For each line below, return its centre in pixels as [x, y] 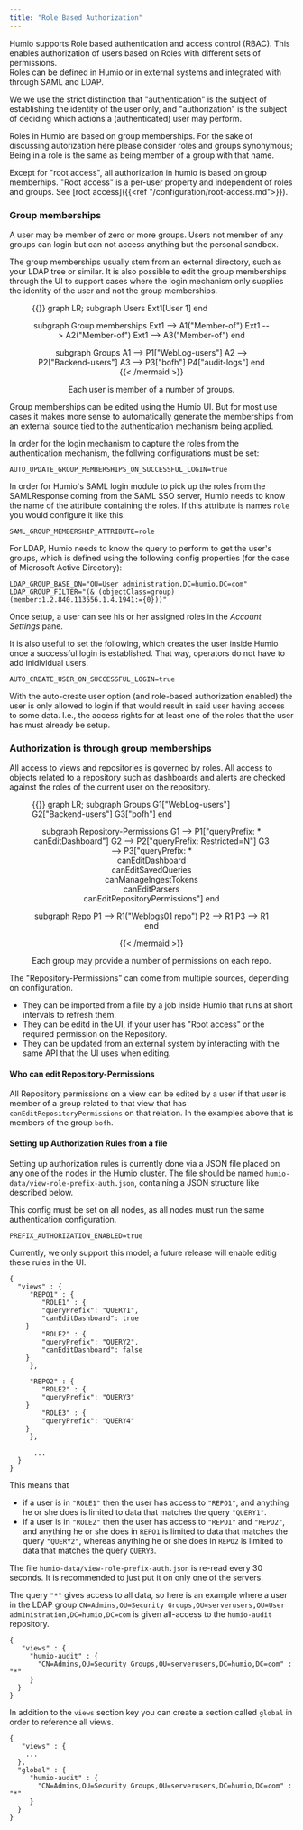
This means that [39, 1484]
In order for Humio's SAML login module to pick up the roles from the [138, 486]
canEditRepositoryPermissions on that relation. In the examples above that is [151, 1113]
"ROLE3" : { [64, 1413]
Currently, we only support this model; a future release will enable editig [143, 1252]
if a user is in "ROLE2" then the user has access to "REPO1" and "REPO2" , [154, 1521]
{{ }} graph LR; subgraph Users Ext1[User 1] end [120, 308]
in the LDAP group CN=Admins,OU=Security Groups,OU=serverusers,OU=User [147, 1604]
